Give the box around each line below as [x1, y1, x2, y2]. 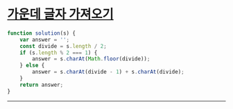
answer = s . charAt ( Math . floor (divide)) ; [32, 56, 150, 62]
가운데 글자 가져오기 [7, 6, 114, 22]
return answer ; [19, 81, 64, 88]
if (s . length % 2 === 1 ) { [19, 49, 98, 56]
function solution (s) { [7, 29, 76, 37]
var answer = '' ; [19, 36, 70, 43]
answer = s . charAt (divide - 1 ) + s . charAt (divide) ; [32, 69, 185, 76]
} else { [19, 62, 45, 69]
